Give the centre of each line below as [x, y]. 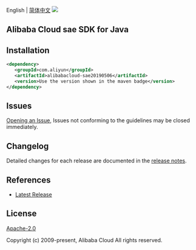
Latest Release [34, 195]
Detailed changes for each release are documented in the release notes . [96, 161]
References [29, 180]
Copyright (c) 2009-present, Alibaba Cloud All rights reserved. [84, 240]
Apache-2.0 [21, 228]
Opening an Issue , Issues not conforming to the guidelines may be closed [98, 120]
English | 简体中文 [29, 10]
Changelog [28, 146]
